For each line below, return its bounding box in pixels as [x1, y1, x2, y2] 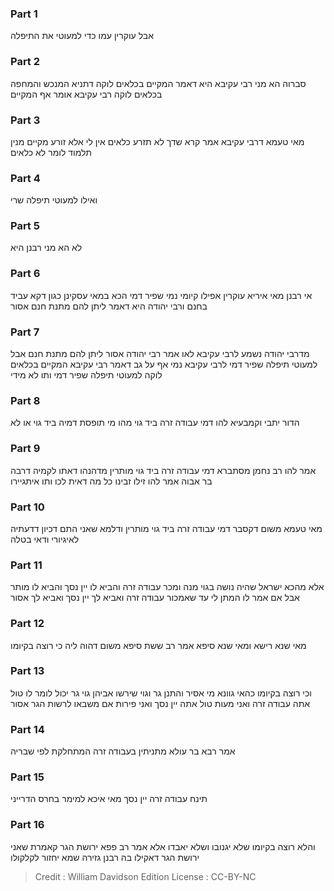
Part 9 [10, 442, 41, 456]
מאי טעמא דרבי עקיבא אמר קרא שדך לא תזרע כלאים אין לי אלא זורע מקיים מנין [10, 135, 305, 147]
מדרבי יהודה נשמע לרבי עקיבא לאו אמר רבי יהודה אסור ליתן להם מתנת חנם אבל [10, 348, 310, 360]
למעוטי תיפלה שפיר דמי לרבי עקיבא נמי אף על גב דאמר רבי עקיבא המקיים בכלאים [10, 358, 318, 371]
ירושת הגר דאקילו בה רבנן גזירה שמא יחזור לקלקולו [10, 851, 200, 863]
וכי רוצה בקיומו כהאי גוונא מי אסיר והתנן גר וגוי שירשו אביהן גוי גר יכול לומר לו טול [10, 687, 312, 699]
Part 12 [10, 617, 45, 631]
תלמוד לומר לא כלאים [10, 146, 92, 158]
